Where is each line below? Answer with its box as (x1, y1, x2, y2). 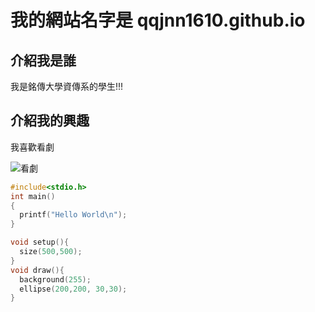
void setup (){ (10, 237, 70, 248)
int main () (10, 191, 56, 201)
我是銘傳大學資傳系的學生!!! (10, 81, 124, 92)
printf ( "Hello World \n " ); (19, 210, 128, 220)
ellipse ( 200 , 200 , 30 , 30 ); (19, 284, 128, 294)
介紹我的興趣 (10, 112, 90, 130)
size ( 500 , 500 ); (19, 247, 83, 257)
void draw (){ (10, 265, 65, 275)
